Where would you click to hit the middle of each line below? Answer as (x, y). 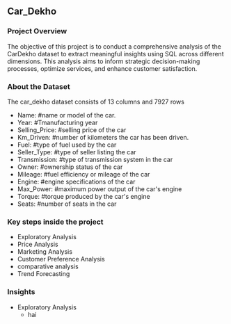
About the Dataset (39, 86)
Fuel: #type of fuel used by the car (67, 145)
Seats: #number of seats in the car (67, 204)
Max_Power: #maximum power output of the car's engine (99, 189)
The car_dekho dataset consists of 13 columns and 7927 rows (96, 102)
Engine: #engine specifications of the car (76, 181)
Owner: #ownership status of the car (70, 167)
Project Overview (37, 31)
